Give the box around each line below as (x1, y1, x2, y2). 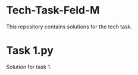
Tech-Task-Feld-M (6, 4, 100, 17)
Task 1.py (6, 44, 54, 57)
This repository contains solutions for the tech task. (6, 23, 133, 30)
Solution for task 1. (6, 63, 52, 70)
